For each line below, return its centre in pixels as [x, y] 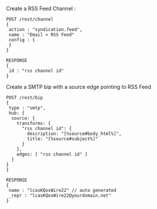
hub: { [17, 113]
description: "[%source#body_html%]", [74, 134]
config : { [22, 40]
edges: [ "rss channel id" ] [52, 154]
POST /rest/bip [25, 98]
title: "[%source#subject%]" [63, 139]
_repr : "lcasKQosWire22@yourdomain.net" [60, 195]
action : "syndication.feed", [45, 29]
